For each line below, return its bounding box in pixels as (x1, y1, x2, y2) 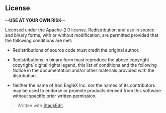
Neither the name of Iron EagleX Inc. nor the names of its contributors (12, 82, 155, 88)
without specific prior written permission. (12, 93, 97, 99)
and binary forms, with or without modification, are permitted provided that (5, 32, 159, 38)
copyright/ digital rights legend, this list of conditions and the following (12, 62, 157, 68)
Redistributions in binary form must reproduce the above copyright (12, 57, 149, 63)
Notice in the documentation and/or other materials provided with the (12, 67, 155, 73)
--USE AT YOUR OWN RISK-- (5, 17, 66, 23)
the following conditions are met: (5, 37, 73, 43)
